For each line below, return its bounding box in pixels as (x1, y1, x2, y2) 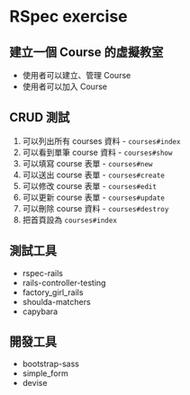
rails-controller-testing (22, 277, 106, 288)
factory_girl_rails (22, 286, 84, 298)
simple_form (22, 368, 69, 379)
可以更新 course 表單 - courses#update (22, 192, 165, 202)
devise (22, 378, 48, 389)
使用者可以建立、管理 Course (22, 70, 131, 80)
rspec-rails (22, 267, 63, 278)
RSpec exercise (9, 6, 128, 27)
